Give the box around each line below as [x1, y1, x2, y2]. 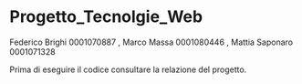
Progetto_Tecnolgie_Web [9, 6, 203, 27]
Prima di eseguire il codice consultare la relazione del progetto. [9, 64, 247, 75]
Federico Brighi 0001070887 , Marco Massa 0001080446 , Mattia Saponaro [9, 37, 294, 47]
